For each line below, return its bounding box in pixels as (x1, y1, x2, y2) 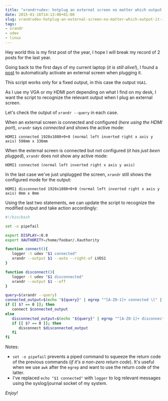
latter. (12, 370, 24, 376)
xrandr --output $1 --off (11, 279, 66, 284)
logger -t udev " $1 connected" (11, 251, 77, 256)
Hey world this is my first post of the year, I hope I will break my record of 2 (5, 49, 160, 55)
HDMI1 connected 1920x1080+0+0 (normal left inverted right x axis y (5, 134, 153, 139)
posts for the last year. (5, 54, 51, 60)
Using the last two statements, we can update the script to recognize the (5, 199, 155, 206)
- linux (5, 36, 21, 41)
